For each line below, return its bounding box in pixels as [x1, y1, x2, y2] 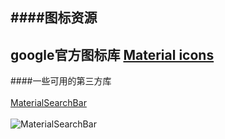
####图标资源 [10, 9, 98, 27]
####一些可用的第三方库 [10, 75, 112, 87]
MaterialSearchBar [10, 97, 87, 109]
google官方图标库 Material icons [10, 46, 215, 63]
